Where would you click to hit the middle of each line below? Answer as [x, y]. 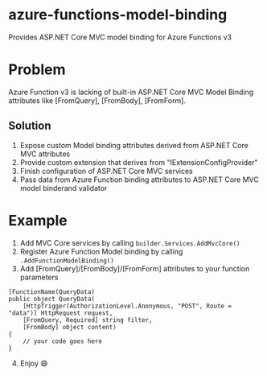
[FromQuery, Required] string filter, [88, 320]
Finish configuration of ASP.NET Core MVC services [106, 171]
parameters [39, 277]
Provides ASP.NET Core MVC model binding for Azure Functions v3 [120, 37]
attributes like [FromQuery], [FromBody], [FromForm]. [97, 100]
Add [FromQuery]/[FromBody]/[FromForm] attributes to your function [135, 268]
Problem [37, 70]
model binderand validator [64, 188]
